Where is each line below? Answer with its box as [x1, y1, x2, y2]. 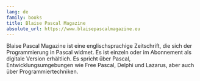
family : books [6, 15, 43, 21]
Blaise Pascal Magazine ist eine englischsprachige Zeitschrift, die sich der [6, 42, 192, 50]
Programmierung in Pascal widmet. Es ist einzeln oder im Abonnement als [6, 49, 192, 56]
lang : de [6, 8, 29, 15]
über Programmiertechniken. [6, 68, 79, 76]
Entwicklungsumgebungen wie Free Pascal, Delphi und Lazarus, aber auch [6, 62, 195, 69]
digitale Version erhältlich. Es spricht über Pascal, [6, 55, 131, 62]
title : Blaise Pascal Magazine [6, 20, 86, 26]
